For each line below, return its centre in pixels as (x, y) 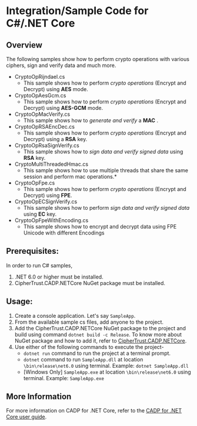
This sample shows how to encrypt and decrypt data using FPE (100, 227)
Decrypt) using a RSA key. (55, 139)
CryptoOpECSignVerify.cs (46, 202)
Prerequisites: (32, 251)
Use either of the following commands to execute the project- (89, 347)
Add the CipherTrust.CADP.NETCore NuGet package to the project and (100, 328)
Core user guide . (26, 417)
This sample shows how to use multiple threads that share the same (106, 170)
